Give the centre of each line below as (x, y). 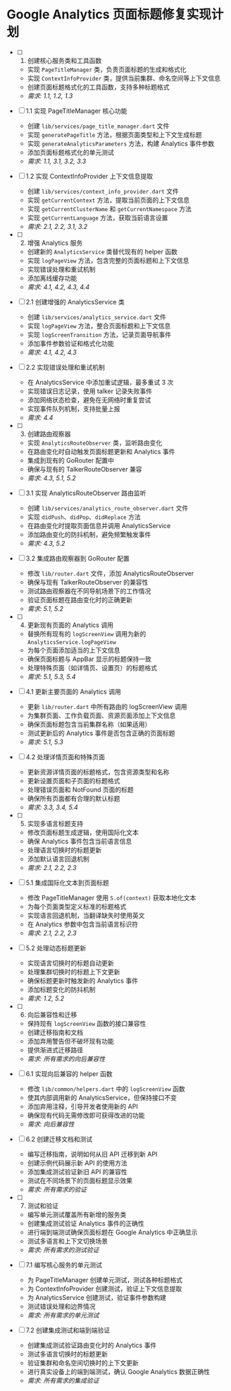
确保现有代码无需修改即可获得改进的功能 (86, 1115)
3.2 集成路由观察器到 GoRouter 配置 (77, 558)
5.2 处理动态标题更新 (56, 948)
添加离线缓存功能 (52, 278)
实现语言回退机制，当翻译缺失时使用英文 (86, 915)
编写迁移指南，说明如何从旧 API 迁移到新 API (92, 1154)
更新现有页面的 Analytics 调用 (70, 625)
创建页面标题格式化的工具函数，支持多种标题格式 (98, 87)
